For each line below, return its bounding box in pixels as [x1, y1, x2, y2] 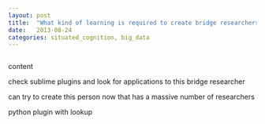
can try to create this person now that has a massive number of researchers [8, 92, 255, 102]
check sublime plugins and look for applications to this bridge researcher [8, 77, 246, 86]
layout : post [8, 11, 51, 20]
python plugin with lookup [8, 108, 93, 117]
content [8, 62, 34, 71]
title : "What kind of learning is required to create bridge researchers [8, 19, 259, 27]
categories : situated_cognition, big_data [8, 33, 150, 42]
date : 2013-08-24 [8, 26, 73, 34]
